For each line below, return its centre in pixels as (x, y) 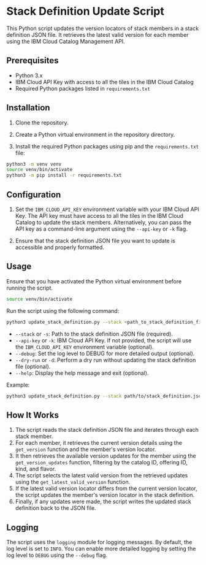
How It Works (33, 415)
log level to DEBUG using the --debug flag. (57, 555)
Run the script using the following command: (63, 310)
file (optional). (33, 366)
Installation (28, 108)
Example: (18, 385)
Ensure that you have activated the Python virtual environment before (94, 281)
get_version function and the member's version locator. (86, 450)
